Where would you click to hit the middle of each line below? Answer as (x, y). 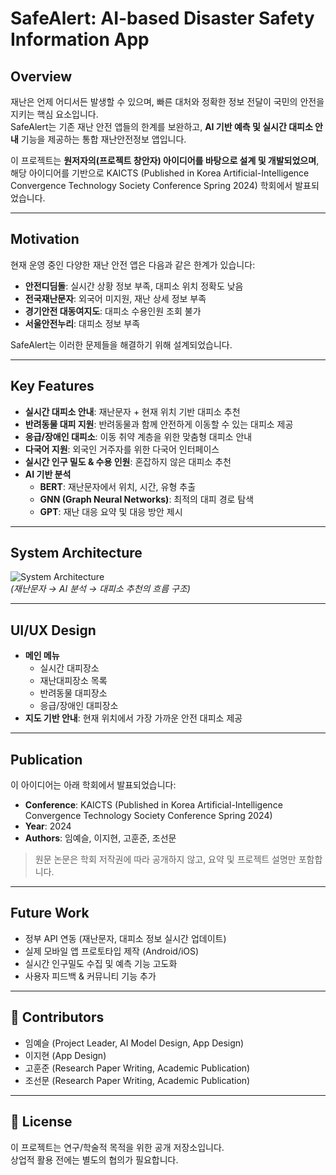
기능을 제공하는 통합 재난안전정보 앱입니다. (103, 139)
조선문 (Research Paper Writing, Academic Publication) (137, 1080)
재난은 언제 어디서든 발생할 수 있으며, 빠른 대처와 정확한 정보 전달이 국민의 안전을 (167, 101)
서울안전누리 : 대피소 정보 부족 (82, 323)
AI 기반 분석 (48, 474)
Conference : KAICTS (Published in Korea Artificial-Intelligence (153, 805)
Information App (80, 39)
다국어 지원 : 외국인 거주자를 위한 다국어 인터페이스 (122, 449)
